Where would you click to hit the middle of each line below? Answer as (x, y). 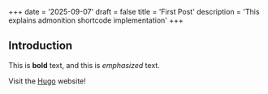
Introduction (41, 46)
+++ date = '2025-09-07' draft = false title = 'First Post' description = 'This (134, 12)
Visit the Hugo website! (48, 81)
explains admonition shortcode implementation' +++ (96, 20)
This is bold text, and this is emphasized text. (84, 65)
